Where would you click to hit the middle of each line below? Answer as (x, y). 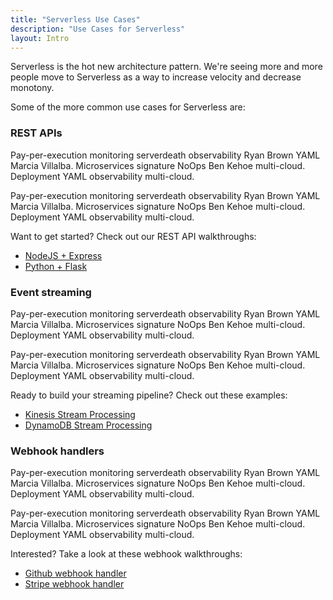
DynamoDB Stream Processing (88, 425)
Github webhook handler (75, 573)
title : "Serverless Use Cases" (75, 19)
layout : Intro (40, 38)
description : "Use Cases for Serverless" (98, 29)
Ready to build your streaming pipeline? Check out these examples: (149, 395)
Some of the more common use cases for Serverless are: (128, 107)
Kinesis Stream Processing (80, 414)
